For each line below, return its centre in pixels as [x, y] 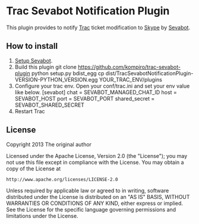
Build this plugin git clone [46, 67]
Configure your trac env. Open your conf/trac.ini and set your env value [102, 86]
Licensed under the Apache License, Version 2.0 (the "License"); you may [97, 155]
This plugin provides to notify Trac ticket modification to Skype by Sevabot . [98, 27]
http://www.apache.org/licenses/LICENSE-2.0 [62, 179]
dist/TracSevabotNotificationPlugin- [149, 73]
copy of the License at [34, 169]
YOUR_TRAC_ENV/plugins [130, 79]
